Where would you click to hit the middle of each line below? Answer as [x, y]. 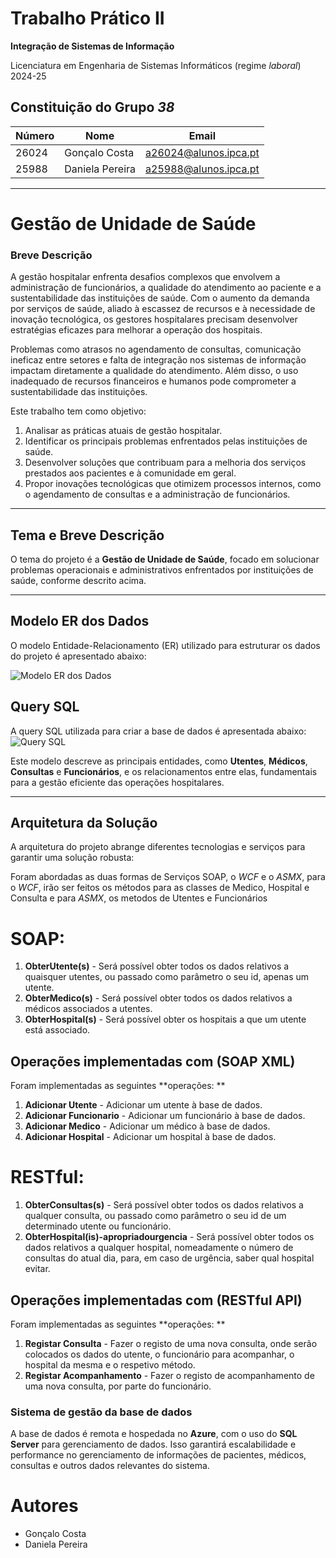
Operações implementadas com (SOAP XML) [153, 1061]
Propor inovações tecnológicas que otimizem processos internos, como [173, 484]
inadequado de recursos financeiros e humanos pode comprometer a [153, 381]
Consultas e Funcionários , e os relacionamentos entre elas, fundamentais [164, 771]
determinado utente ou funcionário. [98, 1226]
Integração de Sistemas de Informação [92, 46]
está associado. [57, 1030]
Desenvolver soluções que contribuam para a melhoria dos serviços [165, 463]
